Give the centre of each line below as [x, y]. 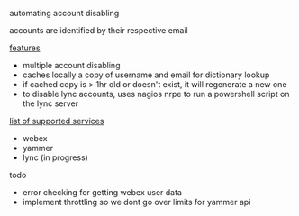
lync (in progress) [55, 157]
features [25, 48]
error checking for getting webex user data [102, 192]
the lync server [50, 103]
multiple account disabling [71, 65]
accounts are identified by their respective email [99, 30]
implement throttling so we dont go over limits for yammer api [136, 202]
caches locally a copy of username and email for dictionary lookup [146, 75]
